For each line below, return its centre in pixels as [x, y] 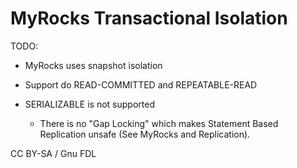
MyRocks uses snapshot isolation [93, 65]
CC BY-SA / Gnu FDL [53, 153]
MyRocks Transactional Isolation [149, 18]
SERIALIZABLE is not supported [89, 104]
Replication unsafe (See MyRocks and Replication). [145, 134]
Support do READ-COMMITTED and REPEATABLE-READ [141, 84]
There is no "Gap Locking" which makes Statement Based [159, 123]
